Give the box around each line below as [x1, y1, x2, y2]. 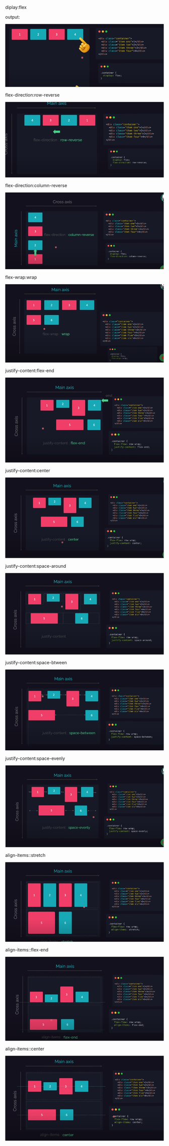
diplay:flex [5, 5, 27, 10]
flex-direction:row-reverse [5, 92, 60, 98]
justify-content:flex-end [5, 368, 54, 374]
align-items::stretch [5, 852, 46, 858]
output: [5, 14, 20, 20]
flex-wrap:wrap [5, 274, 37, 281]
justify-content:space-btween [5, 660, 67, 666]
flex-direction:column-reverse [5, 182, 67, 188]
